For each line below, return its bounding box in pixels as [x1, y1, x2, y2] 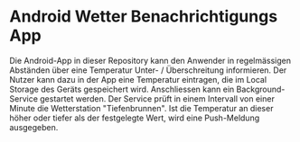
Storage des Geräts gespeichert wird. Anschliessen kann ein [9, 84, 235, 94]
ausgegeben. [9, 121, 59, 132]
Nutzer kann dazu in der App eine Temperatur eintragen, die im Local [9, 74, 267, 84]
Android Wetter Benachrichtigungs [9, 6, 278, 27]
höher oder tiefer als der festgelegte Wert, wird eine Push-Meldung [9, 112, 260, 123]
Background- [236, 84, 286, 94]
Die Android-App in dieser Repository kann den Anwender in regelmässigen [9, 55, 292, 66]
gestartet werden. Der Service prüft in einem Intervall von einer [39, 93, 276, 104]
